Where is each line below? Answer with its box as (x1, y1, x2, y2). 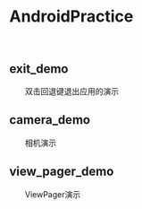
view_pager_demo (9, 164, 114, 179)
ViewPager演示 (25, 188, 81, 199)
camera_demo (9, 112, 91, 127)
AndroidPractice (9, 6, 134, 27)
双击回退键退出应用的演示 (25, 86, 119, 96)
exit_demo (9, 61, 69, 76)
